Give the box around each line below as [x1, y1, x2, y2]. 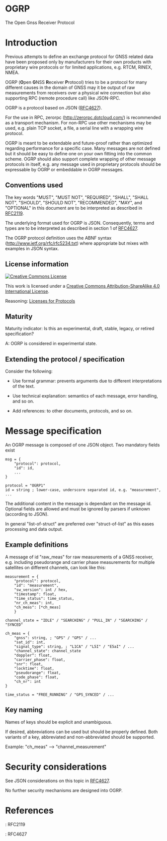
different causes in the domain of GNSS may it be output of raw [5, 84, 135, 90]
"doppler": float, [14, 653, 52, 658]
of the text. [12, 383, 35, 390]
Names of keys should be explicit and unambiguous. [5, 719, 113, 725]
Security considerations [5, 761, 107, 772]
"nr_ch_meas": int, [14, 600, 55, 605]
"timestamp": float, [14, 591, 57, 597]
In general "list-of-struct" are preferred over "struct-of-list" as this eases [5, 521, 154, 527]
